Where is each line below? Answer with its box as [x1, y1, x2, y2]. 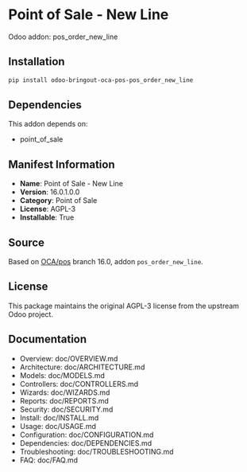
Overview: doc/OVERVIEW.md [19, 353, 118, 363]
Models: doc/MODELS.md [19, 370, 105, 380]
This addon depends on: [8, 119, 88, 129]
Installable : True [19, 213, 75, 222]
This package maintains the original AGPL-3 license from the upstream [8, 301, 240, 310]
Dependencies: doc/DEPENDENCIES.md [19, 438, 152, 447]
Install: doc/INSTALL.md [19, 412, 99, 423]
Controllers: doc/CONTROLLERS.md [19, 379, 139, 388]
